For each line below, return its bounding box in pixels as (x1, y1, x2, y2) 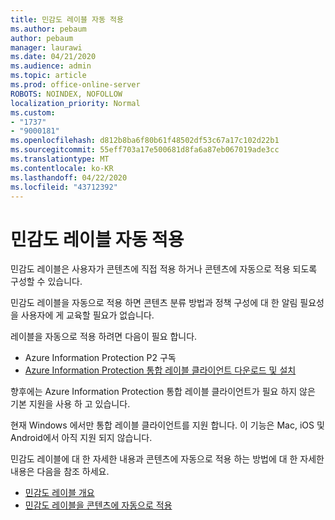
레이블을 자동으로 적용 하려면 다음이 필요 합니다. (10, 331, 198, 343)
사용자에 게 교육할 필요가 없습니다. (20, 309, 155, 321)
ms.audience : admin (10, 61, 92, 71)
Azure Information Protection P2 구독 (24, 352, 177, 364)
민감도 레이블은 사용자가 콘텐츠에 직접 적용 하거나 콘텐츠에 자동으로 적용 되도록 (10, 263, 318, 275)
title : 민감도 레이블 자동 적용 (10, 14, 124, 25)
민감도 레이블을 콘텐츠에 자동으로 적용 (24, 499, 173, 511)
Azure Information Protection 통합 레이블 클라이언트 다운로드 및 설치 (24, 364, 297, 376)
